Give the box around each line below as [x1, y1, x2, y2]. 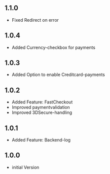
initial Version [11, 164, 39, 170]
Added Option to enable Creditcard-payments [11, 71, 105, 78]
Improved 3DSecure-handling [11, 109, 73, 115]
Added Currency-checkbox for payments [11, 44, 96, 50]
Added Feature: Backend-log [11, 137, 71, 143]
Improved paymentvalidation [11, 104, 70, 110]
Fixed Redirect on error [11, 17, 59, 23]
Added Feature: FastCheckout [11, 99, 73, 105]
